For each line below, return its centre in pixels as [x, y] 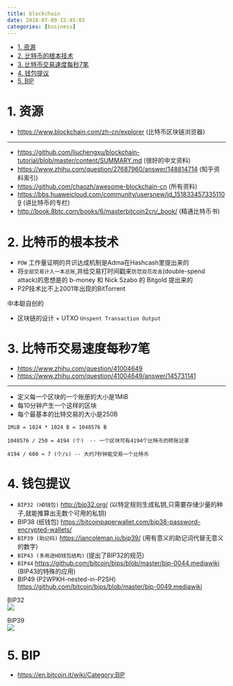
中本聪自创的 [25, 304]
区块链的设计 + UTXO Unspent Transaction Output [89, 318]
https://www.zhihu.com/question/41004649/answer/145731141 [106, 376]
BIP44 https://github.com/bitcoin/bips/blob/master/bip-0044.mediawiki [118, 563]
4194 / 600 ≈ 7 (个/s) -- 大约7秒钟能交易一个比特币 [78, 455]
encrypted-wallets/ [44, 530]
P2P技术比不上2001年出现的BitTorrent [71, 288]
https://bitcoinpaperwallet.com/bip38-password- [131, 522]
